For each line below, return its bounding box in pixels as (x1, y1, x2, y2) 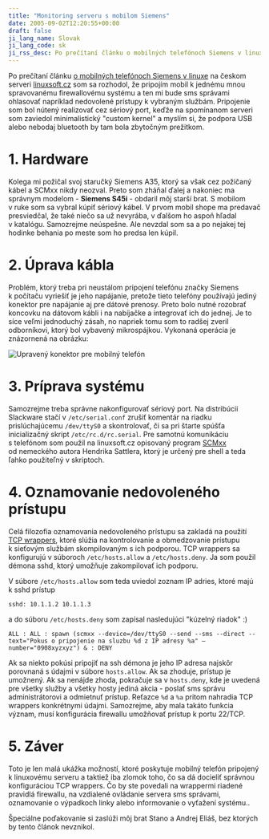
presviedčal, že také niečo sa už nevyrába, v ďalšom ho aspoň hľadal (8, 210, 237, 221)
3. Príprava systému (8, 378, 145, 395)
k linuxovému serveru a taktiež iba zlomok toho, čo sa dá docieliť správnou (8, 772, 255, 782)
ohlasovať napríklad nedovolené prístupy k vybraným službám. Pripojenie (8, 97, 251, 106)
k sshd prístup (8, 585, 56, 594)
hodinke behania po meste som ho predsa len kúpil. (8, 228, 179, 237)
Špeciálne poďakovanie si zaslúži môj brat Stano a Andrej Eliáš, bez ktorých (8, 813, 259, 823)
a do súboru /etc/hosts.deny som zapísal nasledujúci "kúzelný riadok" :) (8, 614, 248, 624)
